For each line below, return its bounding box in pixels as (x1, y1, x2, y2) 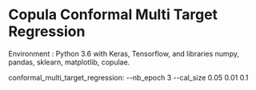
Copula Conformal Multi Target (8, 6, 218, 24)
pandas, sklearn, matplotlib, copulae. (8, 57, 130, 67)
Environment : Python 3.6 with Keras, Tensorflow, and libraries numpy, (8, 49, 240, 58)
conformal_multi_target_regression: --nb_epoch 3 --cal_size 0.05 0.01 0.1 (8, 72, 249, 82)
